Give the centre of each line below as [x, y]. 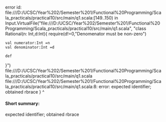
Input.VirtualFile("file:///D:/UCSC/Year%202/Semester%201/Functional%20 [83, 23]
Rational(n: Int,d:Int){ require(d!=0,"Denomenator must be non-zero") [76, 34]
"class [140, 28]
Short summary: [22, 103]
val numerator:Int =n [28, 43]
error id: [13, 7]
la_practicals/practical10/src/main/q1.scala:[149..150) [59, 18]
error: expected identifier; [125, 86]
